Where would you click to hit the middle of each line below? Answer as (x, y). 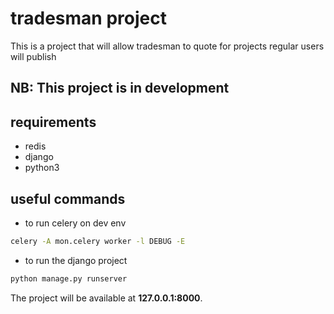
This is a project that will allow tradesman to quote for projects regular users (167, 46)
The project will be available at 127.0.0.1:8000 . (106, 298)
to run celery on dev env (75, 223)
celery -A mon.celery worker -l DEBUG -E (98, 241)
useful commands (68, 198)
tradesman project (88, 18)
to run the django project (76, 260)
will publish (33, 56)
